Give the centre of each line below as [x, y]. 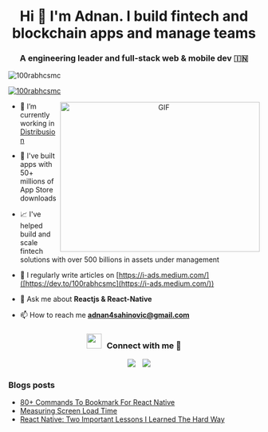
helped [31, 226]
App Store [36, 190]
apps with [36, 164]
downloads [38, 198]
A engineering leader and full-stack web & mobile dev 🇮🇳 [134, 58]
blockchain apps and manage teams [134, 33]
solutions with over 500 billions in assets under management [119, 260]
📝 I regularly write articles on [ [69, 275]
